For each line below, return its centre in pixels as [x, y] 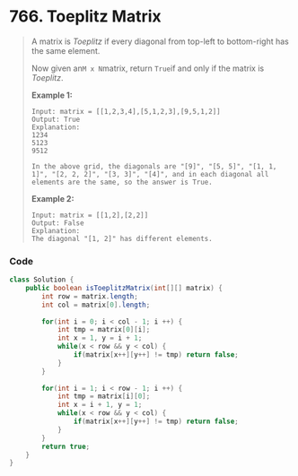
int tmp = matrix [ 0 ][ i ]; [104, 330]
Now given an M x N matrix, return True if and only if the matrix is [148, 68]
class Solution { [42, 280]
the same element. [66, 50]
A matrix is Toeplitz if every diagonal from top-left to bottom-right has [160, 41]
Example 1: [52, 95]
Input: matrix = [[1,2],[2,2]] [90, 215]
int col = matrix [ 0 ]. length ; [96, 305]
